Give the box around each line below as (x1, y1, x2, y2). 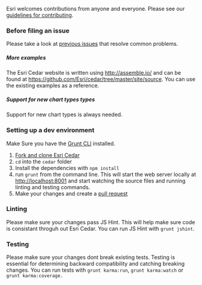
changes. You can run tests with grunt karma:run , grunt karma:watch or (6, 266, 184, 274)
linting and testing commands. (14, 183, 90, 190)
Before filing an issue (6, 27, 70, 35)
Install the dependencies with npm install (14, 164, 119, 171)
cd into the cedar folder (14, 158, 72, 165)
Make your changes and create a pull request (14, 190, 128, 197)
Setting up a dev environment (6, 126, 95, 134)
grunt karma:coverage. (6, 273, 63, 279)
